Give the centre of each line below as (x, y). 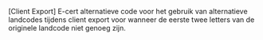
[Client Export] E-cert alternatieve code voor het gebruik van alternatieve (128, 11)
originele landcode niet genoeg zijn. (67, 28)
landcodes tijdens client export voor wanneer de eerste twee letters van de (131, 20)
